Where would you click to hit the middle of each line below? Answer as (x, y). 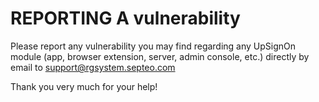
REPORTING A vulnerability (125, 18)
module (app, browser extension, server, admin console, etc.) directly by (160, 56)
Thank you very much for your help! (84, 86)
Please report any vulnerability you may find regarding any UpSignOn (153, 46)
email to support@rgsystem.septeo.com (93, 67)
